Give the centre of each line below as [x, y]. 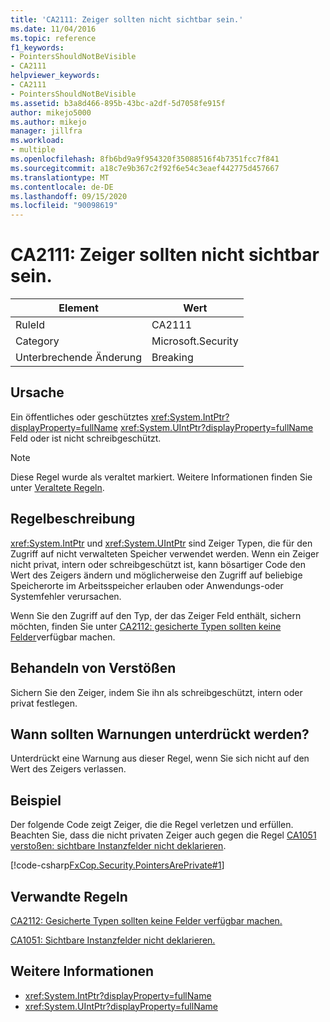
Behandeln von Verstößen [93, 668]
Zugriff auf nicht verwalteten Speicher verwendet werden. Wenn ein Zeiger [165, 553]
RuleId [30, 325]
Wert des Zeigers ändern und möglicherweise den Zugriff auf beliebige [156, 575]
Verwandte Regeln [69, 896]
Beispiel [36, 800]
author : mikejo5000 [51, 112]
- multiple [33, 150]
